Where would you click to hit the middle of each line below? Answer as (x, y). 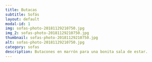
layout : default (22, 19)
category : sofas (22, 47)
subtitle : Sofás (22, 14)
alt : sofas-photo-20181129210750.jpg (45, 42)
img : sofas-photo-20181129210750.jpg (45, 28)
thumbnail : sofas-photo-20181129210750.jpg (52, 38)
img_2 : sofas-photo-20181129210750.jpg (47, 33)
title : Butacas (21, 10)
